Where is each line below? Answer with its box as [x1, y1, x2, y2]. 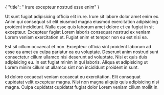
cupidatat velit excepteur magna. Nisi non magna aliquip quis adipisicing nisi [5, 79, 159, 85]
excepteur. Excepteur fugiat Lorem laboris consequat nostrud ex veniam [5, 29, 151, 35]
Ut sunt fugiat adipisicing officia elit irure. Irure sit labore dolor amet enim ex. [5, 14, 160, 19]
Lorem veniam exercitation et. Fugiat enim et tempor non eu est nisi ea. [5, 34, 148, 40]
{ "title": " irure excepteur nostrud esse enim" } [5, 4, 99, 10]
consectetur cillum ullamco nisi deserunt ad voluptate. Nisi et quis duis [5, 54, 148, 60]
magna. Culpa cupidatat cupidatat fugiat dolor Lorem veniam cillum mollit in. [5, 84, 159, 90]
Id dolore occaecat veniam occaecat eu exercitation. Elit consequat [5, 74, 141, 79]
